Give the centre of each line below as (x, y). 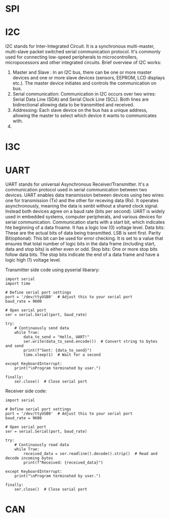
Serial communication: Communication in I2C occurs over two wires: (84, 94)
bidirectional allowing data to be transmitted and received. (73, 105)
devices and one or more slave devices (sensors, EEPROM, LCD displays (89, 78)
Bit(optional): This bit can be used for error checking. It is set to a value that (84, 238)
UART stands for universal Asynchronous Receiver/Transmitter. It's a (77, 184)
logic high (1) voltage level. (33, 260)
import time (18, 284)
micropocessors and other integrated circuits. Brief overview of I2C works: (83, 63)
